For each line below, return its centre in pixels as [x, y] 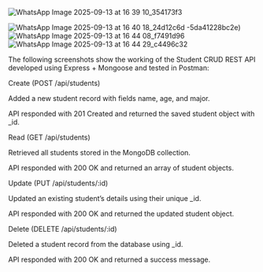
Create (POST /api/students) [54, 83]
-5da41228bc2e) [214, 27]
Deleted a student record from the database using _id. [96, 244]
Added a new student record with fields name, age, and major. [109, 98]
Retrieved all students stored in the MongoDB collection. [100, 153]
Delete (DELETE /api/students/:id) [63, 229]
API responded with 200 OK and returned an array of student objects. [121, 168]
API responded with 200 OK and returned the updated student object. [121, 214]
